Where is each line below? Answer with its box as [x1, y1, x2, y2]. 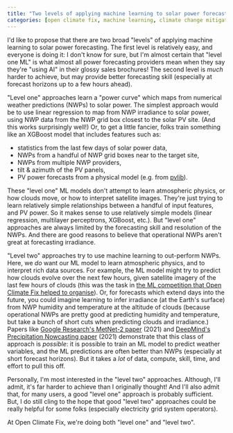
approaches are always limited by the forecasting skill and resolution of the [7, 223, 222, 231]
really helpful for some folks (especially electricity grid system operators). [7, 405, 218, 413]
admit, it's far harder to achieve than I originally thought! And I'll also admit [7, 382, 220, 391]
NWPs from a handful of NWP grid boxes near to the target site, [17, 150, 200, 159]
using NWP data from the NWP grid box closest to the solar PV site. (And [7, 115, 216, 123]
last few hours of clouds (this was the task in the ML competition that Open [7, 281, 222, 289]
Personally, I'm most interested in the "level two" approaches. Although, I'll [7, 375, 221, 383]
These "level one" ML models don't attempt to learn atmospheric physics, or [7, 186, 225, 195]
